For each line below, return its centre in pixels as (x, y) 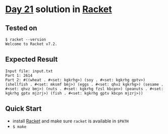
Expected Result (32, 59)
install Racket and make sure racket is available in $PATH (71, 121)
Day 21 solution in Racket (59, 9)
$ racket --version (26, 39)
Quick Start (23, 109)
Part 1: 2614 (19, 75)
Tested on (21, 28)
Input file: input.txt (29, 71)
